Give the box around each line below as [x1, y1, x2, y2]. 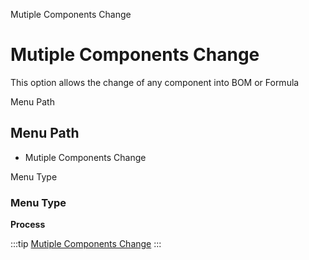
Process [10, 219, 46, 231]
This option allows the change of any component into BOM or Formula [10, 76, 300, 88]
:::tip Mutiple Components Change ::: [10, 238, 162, 250]
